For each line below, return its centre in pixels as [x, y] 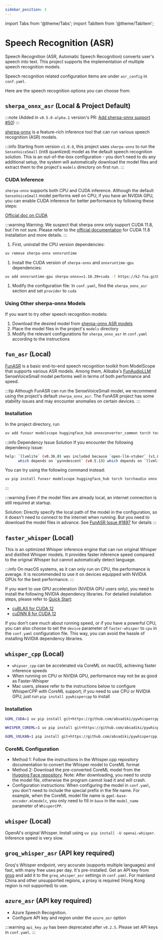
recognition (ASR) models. [31, 137]
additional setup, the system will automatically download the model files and [81, 162]
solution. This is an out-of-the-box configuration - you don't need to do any [81, 157]
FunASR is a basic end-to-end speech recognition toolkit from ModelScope [80, 366]
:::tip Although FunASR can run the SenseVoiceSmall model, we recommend [81, 390]
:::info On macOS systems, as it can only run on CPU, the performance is [78, 569]
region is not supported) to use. [37, 885]
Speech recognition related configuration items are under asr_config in [76, 76]
